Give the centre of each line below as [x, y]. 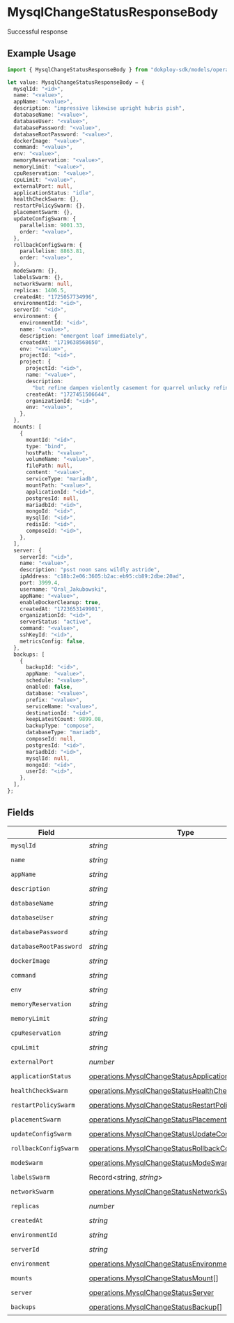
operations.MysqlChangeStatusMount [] [154, 1278]
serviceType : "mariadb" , [62, 479]
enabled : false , [49, 687]
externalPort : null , [43, 186]
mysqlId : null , [48, 758]
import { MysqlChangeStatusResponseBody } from [78, 70]
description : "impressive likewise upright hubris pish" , [100, 108]
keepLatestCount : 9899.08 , [65, 720]
